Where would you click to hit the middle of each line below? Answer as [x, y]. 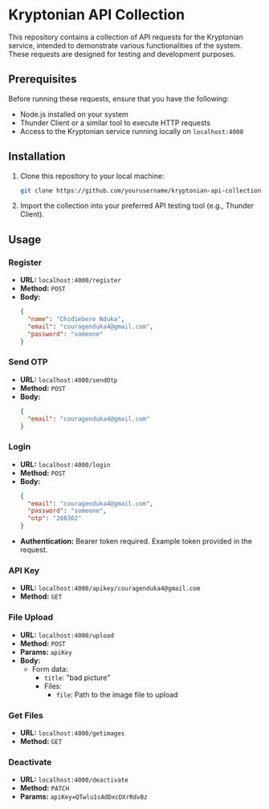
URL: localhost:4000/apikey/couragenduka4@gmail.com [110, 588]
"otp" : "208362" [55, 518]
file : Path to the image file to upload [117, 694]
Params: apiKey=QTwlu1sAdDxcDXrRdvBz [84, 797]
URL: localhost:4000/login [65, 464]
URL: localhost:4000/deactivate [74, 779]
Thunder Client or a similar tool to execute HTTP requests [115, 123]
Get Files [26, 715]
